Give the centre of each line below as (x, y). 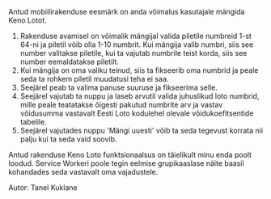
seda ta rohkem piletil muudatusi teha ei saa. (94, 79)
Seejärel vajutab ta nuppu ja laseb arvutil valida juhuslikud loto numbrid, (140, 96)
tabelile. (33, 122)
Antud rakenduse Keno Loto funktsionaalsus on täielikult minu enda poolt (130, 155)
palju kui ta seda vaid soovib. (68, 139)
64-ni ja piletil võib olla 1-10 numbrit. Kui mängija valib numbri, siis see (137, 44)
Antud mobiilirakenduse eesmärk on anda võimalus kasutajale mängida (127, 12)
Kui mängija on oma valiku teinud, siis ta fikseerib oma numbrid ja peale (139, 70)
